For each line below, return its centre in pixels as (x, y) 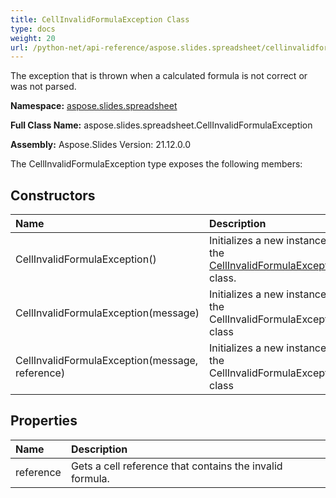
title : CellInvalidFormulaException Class (100, 19)
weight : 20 (33, 38)
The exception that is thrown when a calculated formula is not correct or (159, 76)
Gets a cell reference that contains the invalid (176, 466)
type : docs (33, 29)
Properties (44, 421)
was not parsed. (43, 87)
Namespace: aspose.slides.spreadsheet (94, 106)
